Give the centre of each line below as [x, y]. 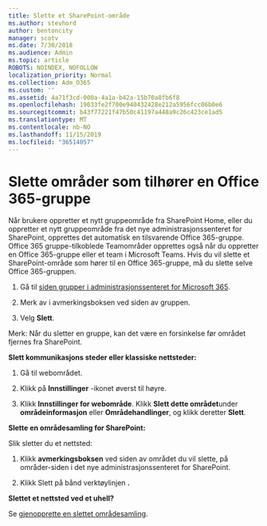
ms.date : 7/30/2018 [41, 46]
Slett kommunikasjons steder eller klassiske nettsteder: [102, 357]
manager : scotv [33, 38]
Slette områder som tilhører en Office [134, 181]
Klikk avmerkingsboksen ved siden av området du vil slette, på [124, 459]
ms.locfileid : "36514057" [51, 142]
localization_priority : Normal [60, 75]
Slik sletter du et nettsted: [51, 444]
